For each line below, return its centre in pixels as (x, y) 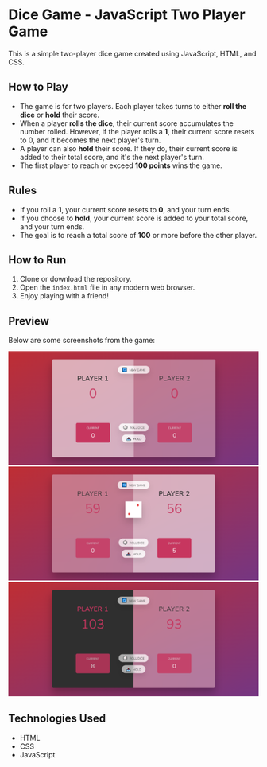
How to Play (39, 87)
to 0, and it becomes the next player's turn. (90, 140)
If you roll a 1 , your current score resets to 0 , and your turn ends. (126, 209)
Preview (29, 321)
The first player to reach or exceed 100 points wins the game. (121, 165)
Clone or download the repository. (76, 279)
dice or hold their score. (60, 115)
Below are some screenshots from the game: (81, 341)
